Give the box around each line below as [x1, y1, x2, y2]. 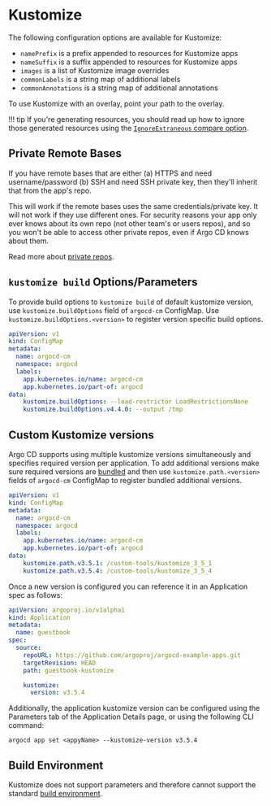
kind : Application [8, 613, 71, 621]
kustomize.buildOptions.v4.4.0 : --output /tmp [23, 405, 183, 414]
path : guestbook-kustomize [23, 666, 114, 674]
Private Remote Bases [8, 146, 122, 160]
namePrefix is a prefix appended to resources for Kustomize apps [19, 48, 239, 58]
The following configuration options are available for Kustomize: [8, 33, 222, 42]
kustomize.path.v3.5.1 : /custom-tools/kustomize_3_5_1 [23, 559, 213, 567]
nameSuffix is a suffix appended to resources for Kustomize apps [19, 57, 238, 67]
